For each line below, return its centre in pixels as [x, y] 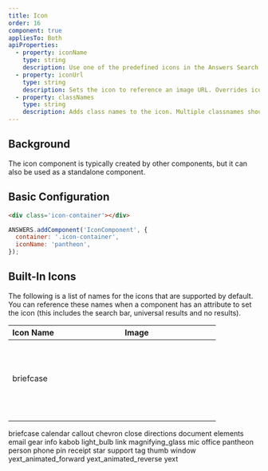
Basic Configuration [59, 197]
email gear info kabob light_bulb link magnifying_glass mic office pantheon [131, 442]
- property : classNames [55, 97]
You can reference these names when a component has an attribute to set [130, 304]
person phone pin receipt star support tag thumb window [102, 450]
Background [39, 144]
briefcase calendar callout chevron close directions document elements [126, 433]
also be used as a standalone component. [77, 171]
